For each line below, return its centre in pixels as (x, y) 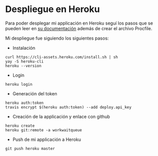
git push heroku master (30, 148)
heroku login (19, 84)
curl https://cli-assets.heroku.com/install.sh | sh (62, 57)
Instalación (24, 48)
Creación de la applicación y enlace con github (61, 116)
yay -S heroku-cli (24, 61)
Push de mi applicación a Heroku (47, 139)
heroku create (20, 126)
